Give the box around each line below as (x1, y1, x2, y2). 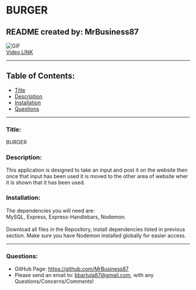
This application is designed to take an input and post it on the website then (6, 166, 188, 173)
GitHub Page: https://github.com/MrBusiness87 (14, 265, 129, 272)
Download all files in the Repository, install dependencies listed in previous (6, 226, 185, 233)
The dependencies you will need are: (6, 207, 95, 214)
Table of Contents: (6, 71, 75, 81)
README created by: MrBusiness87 (6, 27, 139, 37)
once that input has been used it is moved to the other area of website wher (6, 173, 188, 180)
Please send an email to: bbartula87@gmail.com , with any (14, 272, 154, 278)
